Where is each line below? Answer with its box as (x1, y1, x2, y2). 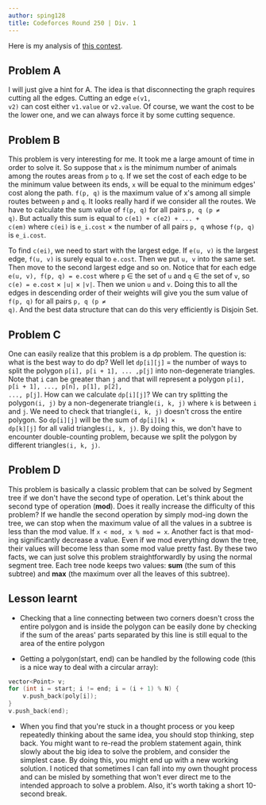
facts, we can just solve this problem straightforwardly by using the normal (8, 552, 253, 561)
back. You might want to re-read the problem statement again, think (19, 738, 242, 748)
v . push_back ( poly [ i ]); (22, 692, 98, 700)
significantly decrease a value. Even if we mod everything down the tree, (20, 535, 259, 544)
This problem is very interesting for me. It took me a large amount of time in (8, 154, 256, 164)
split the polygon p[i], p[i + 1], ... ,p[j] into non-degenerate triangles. (8, 366, 256, 375)
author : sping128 (8, 11, 66, 20)
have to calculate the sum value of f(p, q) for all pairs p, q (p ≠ (8, 205, 220, 215)
